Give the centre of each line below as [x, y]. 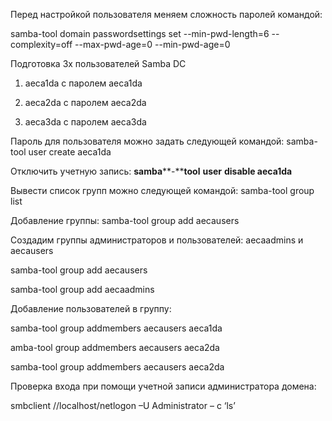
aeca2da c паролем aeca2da [85, 102]
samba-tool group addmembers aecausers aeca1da [116, 328]
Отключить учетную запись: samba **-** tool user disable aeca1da [151, 171]
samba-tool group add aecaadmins [82, 289]
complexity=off [41, 44]
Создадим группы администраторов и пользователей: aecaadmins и [157, 240]
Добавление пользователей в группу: [91, 308]
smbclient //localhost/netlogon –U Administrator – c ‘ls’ [123, 405]
